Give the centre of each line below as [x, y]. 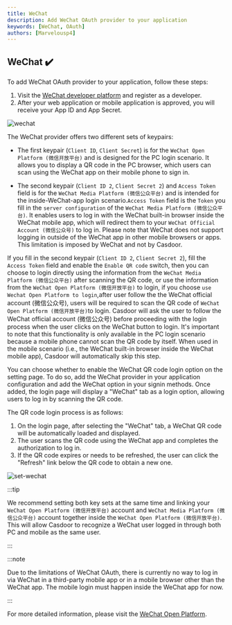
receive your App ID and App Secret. [70, 110]
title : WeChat [28, 13]
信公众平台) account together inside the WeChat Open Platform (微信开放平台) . [115, 518]
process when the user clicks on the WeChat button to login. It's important [113, 327]
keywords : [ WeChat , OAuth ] [46, 26]
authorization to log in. [49, 448]
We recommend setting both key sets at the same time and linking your [108, 503]
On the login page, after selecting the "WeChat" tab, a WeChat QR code [119, 426]
